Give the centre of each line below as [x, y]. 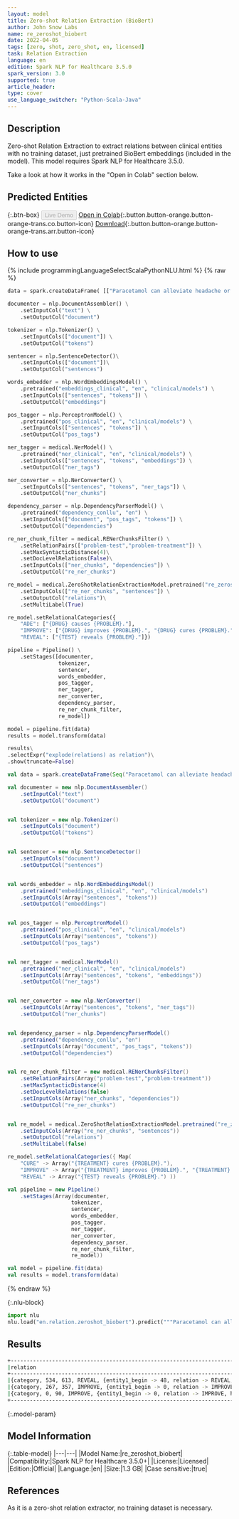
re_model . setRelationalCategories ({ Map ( [70, 1157]
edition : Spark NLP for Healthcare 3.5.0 [70, 67]
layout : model [28, 14]
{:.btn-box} [24, 215]
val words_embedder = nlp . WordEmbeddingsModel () [81, 884]
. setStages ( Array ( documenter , [65, 1196]
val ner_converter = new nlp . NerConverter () [74, 1001]
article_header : [31, 87]
